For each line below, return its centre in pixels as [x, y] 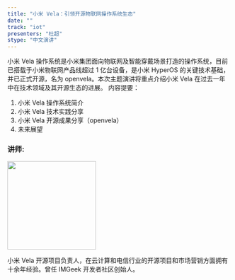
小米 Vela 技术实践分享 [51, 112]
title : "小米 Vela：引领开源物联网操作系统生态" [72, 14]
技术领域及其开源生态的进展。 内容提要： [79, 88]
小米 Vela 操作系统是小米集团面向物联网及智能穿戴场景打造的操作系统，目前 [118, 62]
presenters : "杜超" [35, 34]
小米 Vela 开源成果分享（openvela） [70, 120]
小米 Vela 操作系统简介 [51, 103]
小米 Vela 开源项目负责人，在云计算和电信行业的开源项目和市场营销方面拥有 [118, 261]
